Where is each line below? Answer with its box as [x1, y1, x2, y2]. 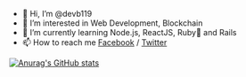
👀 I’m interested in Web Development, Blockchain [21, 18, 203, 28]
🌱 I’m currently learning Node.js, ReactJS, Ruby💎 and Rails [21, 27, 237, 37]
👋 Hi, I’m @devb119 [21, 9, 93, 19]
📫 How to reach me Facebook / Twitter [21, 37, 168, 48]
